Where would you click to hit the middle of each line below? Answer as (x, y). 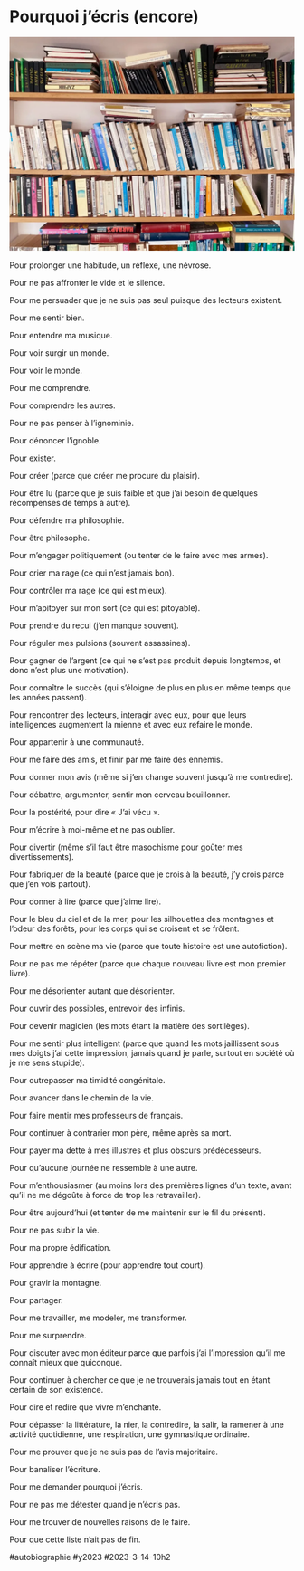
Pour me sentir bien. (47, 318)
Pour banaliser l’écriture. (55, 1469)
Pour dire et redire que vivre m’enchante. (85, 1407)
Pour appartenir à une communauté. (77, 742)
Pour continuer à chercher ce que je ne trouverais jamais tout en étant (140, 1380)
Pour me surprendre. (48, 1335)
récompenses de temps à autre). (70, 502)
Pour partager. (36, 1300)
